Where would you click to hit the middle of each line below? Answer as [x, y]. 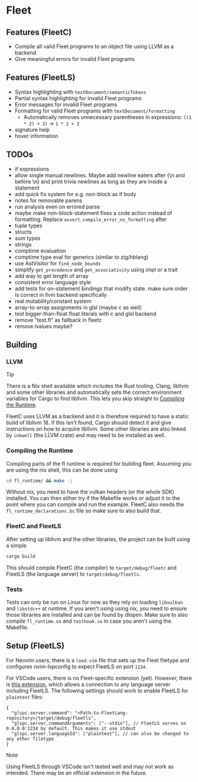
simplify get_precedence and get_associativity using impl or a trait [96, 270]
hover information [36, 136]
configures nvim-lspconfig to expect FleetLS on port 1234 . [77, 666]
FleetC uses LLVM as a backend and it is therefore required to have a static [98, 416]
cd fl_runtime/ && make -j [39, 480]
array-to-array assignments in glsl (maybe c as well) [78, 307]
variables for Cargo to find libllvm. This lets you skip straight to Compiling [95, 399]
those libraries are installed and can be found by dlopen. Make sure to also [97, 614]
